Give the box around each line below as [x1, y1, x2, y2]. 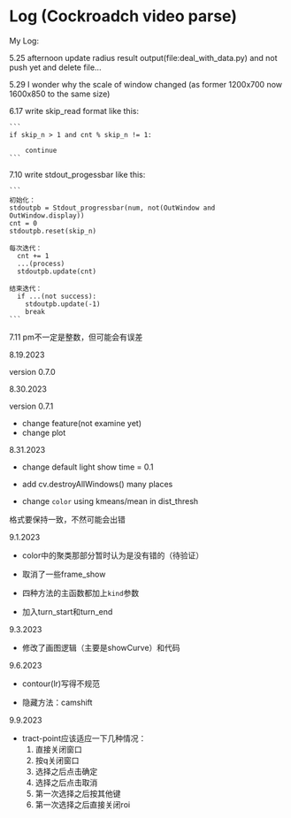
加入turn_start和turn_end [21, 606, 113, 616]
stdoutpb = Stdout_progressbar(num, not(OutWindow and [9, 203, 216, 212]
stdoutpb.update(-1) [25, 299, 101, 309]
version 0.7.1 [9, 401, 54, 411]
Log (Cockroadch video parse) [9, 6, 237, 27]
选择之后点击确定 [34, 766, 98, 776]
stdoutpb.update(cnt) [17, 267, 97, 276]
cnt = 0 [9, 218, 38, 227]
